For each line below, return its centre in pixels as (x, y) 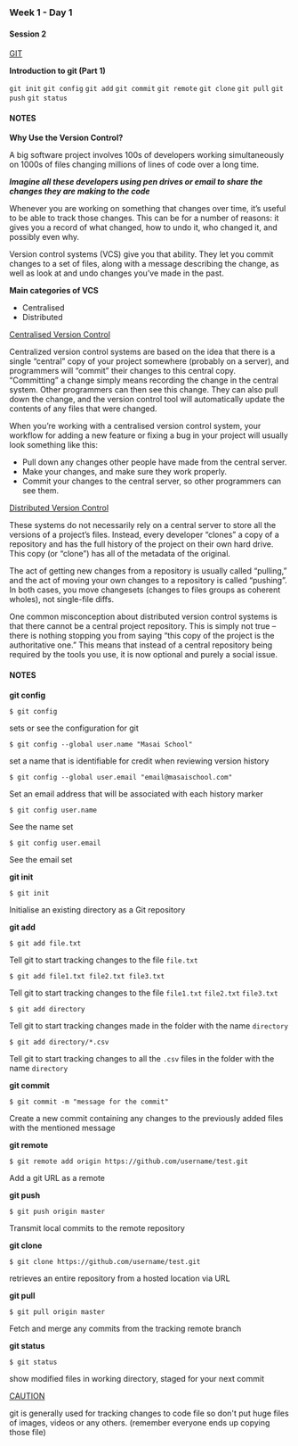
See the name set (41, 826)
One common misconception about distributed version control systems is (143, 616)
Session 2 (28, 34)
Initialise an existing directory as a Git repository (97, 909)
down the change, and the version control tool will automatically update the (147, 400)
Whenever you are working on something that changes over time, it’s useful (148, 209)
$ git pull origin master (57, 1312)
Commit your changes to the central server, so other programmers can (152, 481)
